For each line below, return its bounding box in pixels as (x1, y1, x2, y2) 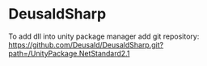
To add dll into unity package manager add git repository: (8, 31, 200, 41)
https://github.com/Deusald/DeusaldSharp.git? (8, 39, 164, 49)
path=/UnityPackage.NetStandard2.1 (8, 48, 130, 58)
